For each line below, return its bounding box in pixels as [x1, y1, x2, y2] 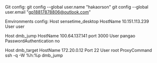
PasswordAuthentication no [5, 38, 60, 44]
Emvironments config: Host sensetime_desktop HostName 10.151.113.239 [5, 19, 149, 24]
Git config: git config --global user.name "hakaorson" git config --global [5, 4, 149, 10]
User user [5, 24, 25, 29]
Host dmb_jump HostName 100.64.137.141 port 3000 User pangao [5, 33, 135, 38]
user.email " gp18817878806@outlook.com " [5, 9, 91, 15]
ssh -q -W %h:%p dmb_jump [5, 52, 63, 58]
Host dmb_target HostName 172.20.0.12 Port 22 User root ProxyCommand [5, 48, 152, 53]
